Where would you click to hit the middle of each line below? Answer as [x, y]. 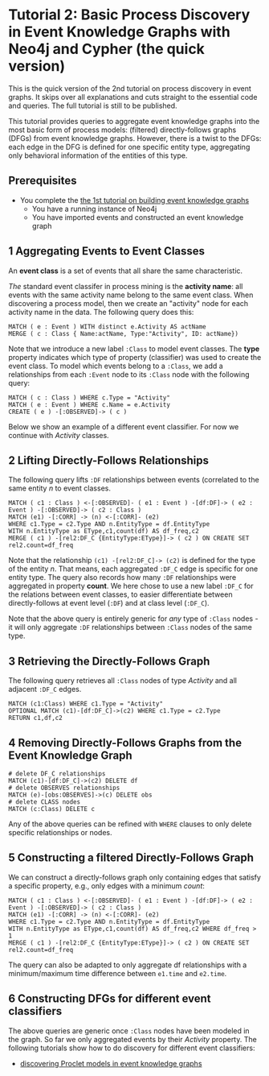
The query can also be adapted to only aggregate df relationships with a [128, 965]
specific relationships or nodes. [60, 832]
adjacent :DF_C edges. [45, 689]
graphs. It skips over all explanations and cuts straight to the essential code [133, 97]
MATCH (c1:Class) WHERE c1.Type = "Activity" [86, 704]
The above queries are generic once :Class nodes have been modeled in [129, 1030]
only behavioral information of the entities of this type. [98, 155]
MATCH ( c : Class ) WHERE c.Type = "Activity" [90, 397]
